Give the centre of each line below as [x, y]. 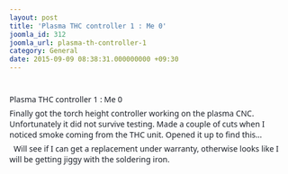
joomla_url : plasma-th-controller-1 [78, 43]
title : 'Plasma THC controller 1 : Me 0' [88, 26]
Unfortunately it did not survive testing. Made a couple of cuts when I [137, 124]
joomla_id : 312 [38, 34]
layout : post [34, 17]
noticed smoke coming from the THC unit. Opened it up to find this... [136, 135]
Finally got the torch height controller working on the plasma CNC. [132, 113]
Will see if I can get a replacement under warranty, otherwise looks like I [146, 149]
